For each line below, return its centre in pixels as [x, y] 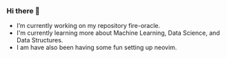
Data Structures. [40, 40]
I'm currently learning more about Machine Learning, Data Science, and [118, 33]
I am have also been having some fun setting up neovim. [97, 48]
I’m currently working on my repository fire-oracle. [88, 26]
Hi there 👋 [23, 11]
